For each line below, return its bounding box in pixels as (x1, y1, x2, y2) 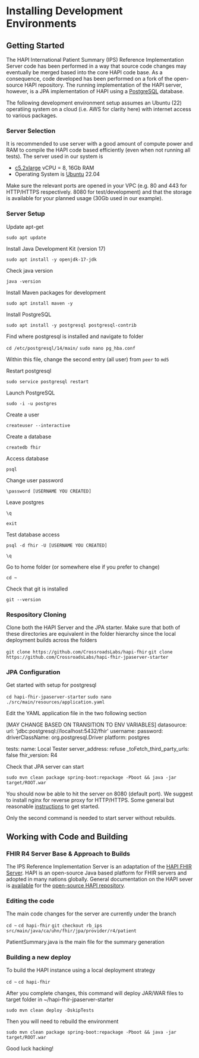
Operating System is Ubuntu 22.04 (14, 170, 100, 178)
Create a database (6, 432, 52, 440)
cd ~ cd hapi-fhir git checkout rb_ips (6, 923, 103, 929)
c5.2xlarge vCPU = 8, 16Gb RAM (14, 165, 94, 172)
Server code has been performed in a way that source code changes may (6, 62, 187, 70)
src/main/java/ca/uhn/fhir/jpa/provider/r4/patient (6, 928, 137, 934)
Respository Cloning (6, 610, 67, 618)
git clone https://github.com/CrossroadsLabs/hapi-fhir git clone (6, 649, 173, 655)
